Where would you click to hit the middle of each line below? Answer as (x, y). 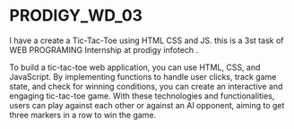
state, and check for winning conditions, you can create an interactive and (146, 86)
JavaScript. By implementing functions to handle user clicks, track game (143, 76)
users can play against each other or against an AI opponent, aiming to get (147, 105)
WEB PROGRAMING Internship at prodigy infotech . (104, 49)
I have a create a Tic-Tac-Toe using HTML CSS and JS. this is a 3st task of (147, 40)
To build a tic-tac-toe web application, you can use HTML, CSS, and (135, 67)
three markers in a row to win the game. (83, 115)
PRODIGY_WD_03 (76, 16)
